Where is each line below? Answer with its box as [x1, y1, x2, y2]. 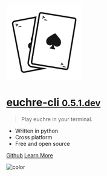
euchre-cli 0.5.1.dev [6, 96, 101, 110]
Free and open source [15, 140, 71, 147]
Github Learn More [6, 151, 53, 159]
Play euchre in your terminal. [21, 115, 92, 122]
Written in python [15, 127, 59, 134]
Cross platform [15, 133, 53, 140]
